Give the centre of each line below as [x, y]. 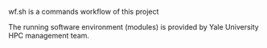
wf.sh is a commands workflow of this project [84, 12]
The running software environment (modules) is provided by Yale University [133, 27]
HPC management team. [49, 36]
